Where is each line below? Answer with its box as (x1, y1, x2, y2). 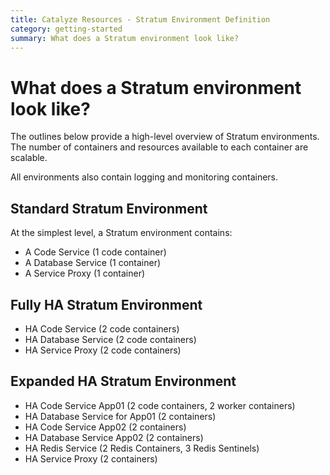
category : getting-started (10, 24, 123, 34)
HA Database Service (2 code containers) (24, 333, 197, 345)
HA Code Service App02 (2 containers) (24, 421, 187, 433)
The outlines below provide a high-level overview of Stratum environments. (10, 131, 320, 143)
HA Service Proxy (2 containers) (24, 452, 158, 465)
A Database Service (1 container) (24, 257, 162, 269)
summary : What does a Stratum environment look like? (10, 33, 240, 43)
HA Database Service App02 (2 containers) (24, 431, 204, 443)
